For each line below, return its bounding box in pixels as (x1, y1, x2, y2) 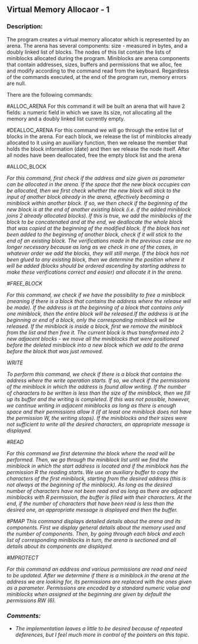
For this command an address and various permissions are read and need (6, 566, 187, 573)
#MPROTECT (6, 554, 39, 561)
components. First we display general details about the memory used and (6, 524, 186, 531)
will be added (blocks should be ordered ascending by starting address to (6, 262, 186, 269)
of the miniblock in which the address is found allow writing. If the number (6, 383, 187, 390)
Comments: (6, 612, 41, 620)
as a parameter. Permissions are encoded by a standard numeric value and (6, 584, 190, 592)
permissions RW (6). (6, 597, 56, 604)
